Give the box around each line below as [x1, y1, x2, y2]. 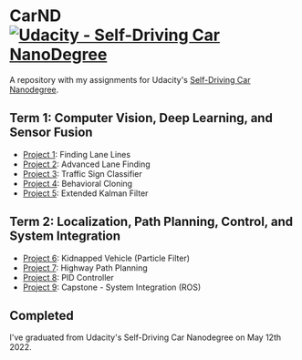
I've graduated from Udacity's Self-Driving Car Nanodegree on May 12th [9, 332, 282, 343]
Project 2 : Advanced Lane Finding [22, 159, 151, 170]
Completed [9, 307, 75, 324]
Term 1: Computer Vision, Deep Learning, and [9, 110, 274, 126]
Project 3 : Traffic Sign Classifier [22, 168, 143, 179]
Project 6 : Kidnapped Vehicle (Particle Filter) [22, 252, 190, 263]
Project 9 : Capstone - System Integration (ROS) [22, 282, 202, 293]
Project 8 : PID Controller [22, 272, 114, 283]
